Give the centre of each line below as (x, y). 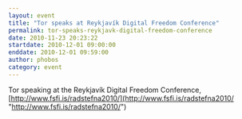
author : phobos (34, 60)
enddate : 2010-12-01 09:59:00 (59, 52)
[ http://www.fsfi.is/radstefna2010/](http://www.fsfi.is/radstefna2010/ (121, 98)
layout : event (32, 15)
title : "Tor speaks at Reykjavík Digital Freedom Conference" (114, 23)
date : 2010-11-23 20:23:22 (53, 38)
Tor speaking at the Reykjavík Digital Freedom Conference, (105, 90)
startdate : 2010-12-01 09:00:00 (62, 45)
